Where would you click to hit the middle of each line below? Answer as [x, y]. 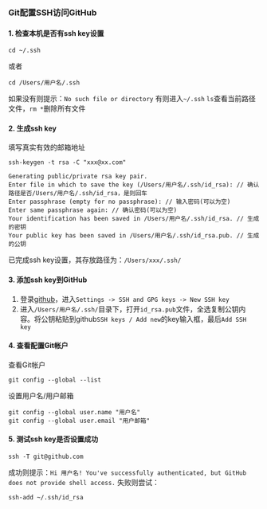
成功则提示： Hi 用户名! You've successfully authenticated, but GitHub [128, 472]
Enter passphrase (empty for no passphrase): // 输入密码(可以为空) [120, 202]
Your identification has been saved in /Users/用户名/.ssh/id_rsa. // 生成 [134, 219]
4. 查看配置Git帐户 [38, 346]
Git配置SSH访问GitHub [53, 12]
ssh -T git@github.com [46, 456]
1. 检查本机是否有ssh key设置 [56, 33]
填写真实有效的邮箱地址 [47, 147]
